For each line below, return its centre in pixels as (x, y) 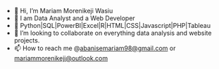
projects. (27, 40)
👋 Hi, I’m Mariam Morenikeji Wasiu (63, 11)
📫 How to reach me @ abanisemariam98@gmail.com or (95, 48)
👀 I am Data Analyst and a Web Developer (74, 18)
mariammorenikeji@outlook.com (61, 58)
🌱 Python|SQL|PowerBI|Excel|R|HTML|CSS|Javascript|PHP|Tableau (112, 25)
